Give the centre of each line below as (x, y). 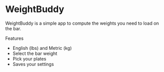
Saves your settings (33, 64)
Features (14, 38)
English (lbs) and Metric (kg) (42, 48)
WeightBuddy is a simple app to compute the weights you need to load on (82, 23)
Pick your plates (29, 58)
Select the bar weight (35, 53)
